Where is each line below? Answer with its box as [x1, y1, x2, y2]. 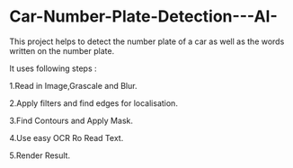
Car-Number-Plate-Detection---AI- [9, 6, 279, 27]
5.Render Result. [9, 150, 70, 161]
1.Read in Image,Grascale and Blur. [9, 80, 138, 91]
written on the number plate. [9, 45, 115, 56]
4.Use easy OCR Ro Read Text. [9, 132, 124, 143]
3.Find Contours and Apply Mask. [9, 115, 133, 126]
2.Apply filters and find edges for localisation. [9, 97, 178, 109]
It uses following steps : [9, 63, 97, 74]
